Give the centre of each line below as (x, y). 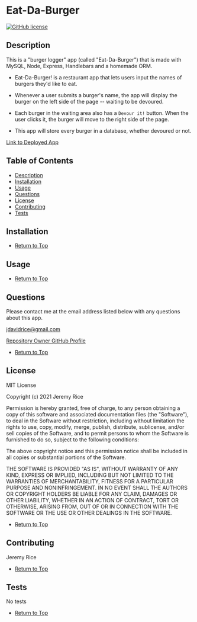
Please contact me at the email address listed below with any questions (93, 311)
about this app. (25, 318)
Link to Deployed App (33, 142)
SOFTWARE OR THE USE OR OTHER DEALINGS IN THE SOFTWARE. (89, 512)
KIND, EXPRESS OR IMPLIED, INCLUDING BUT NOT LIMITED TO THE (90, 475)
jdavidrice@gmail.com (33, 329)
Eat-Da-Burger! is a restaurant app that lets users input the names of (98, 77)
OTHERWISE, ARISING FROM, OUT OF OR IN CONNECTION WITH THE (92, 506)
